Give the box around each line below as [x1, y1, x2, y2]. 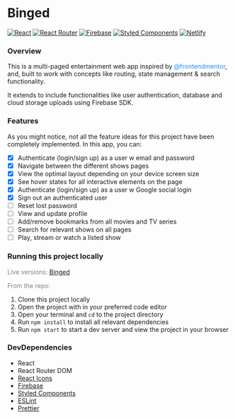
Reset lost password [17, 201, 78, 209]
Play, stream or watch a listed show [17, 234, 122, 242]
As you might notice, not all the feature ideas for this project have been [7, 132, 214, 141]
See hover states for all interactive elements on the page [17, 177, 183, 185]
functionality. [7, 77, 46, 86]
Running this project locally [7, 251, 104, 261]
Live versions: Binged [7, 268, 70, 276]
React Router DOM [17, 366, 73, 374]
